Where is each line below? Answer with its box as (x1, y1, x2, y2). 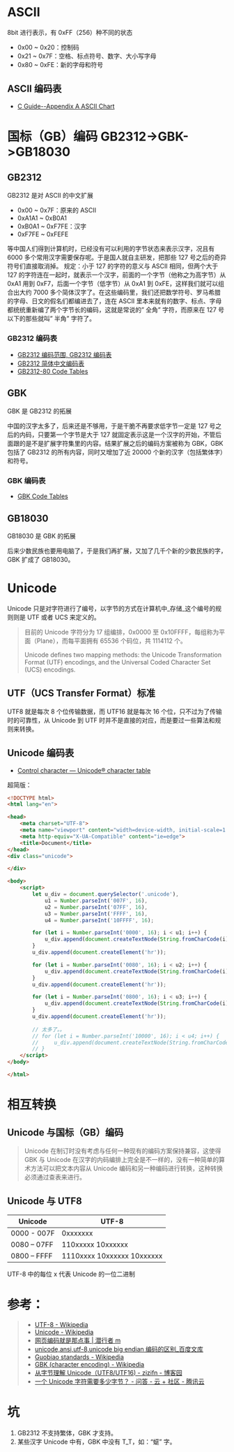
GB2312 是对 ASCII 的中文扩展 (7, 191, 94, 199)
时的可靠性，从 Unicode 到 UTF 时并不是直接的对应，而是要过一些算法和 (7, 716, 215, 724)
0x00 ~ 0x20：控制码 (17, 43, 79, 51)
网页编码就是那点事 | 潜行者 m (34, 1336, 121, 1344)
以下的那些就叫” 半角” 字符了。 (7, 314, 96, 322)
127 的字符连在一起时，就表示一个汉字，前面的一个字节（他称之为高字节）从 (7, 270, 226, 279)
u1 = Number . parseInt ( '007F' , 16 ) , (44, 897, 148, 904)
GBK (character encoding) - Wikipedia (34, 1360, 145, 1368)
